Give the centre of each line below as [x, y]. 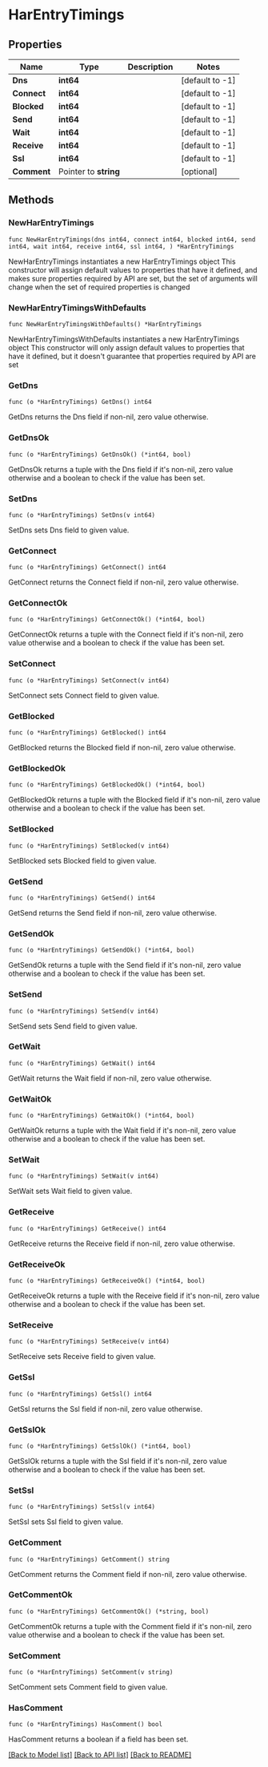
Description [150, 67]
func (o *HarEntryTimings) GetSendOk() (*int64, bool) [102, 950]
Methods [31, 200]
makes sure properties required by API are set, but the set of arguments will [133, 278]
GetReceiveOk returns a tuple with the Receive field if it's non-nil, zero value [134, 1296]
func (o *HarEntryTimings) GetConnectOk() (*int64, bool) [107, 620]
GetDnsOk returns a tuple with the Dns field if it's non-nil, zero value [121, 469]
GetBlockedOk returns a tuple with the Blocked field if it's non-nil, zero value [134, 800]
